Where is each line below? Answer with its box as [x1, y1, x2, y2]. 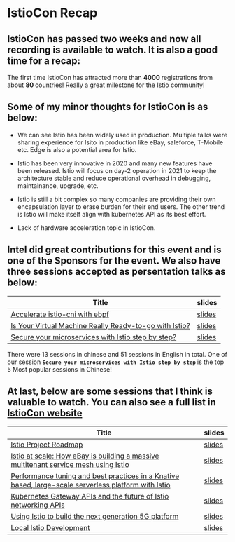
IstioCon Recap [7, 5, 98, 21]
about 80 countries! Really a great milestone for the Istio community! [7, 81, 205, 89]
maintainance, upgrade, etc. [17, 181, 99, 190]
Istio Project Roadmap [10, 440, 83, 449]
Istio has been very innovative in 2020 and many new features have [17, 159, 213, 168]
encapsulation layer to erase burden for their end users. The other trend [17, 202, 225, 211]
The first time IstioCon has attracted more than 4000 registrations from [7, 74, 213, 81]
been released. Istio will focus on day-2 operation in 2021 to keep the [17, 166, 217, 175]
